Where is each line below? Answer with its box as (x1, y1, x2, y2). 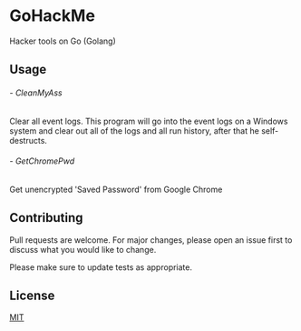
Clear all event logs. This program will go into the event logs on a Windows (9, 115, 288, 126)
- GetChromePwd (9, 155, 75, 166)
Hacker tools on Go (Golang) (9, 35, 116, 46)
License (9, 287, 55, 303)
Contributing (9, 210, 83, 226)
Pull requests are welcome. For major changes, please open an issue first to (9, 234, 293, 246)
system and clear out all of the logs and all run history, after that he (9, 125, 260, 136)
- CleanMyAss (9, 87, 63, 98)
